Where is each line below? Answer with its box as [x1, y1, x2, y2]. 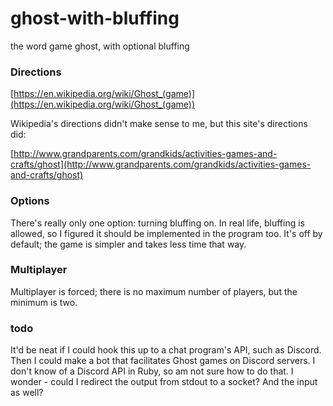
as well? [10, 387, 44, 399]
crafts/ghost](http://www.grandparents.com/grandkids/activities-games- [10, 158, 312, 171]
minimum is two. [10, 296, 78, 308]
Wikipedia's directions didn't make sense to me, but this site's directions [10, 118, 308, 130]
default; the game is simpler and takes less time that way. [10, 238, 247, 250]
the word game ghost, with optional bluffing [10, 40, 190, 52]
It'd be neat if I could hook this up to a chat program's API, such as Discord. [10, 344, 322, 356]
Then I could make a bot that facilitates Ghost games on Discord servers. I [10, 355, 316, 367]
